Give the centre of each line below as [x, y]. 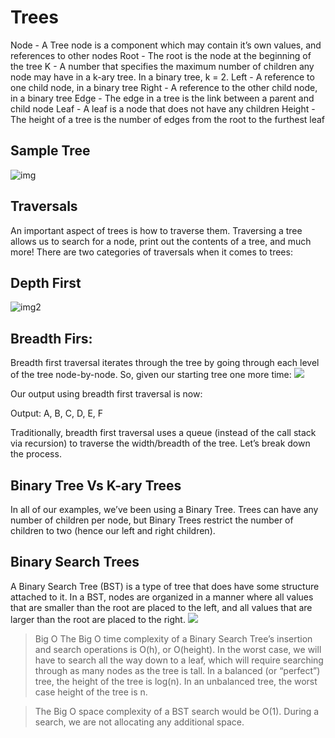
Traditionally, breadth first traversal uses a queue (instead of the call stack [163, 433]
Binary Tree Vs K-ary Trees [96, 485]
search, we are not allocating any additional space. [139, 722]
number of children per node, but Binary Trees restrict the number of [152, 520]
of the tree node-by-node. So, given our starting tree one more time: [151, 375]
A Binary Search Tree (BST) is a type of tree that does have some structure [165, 586]
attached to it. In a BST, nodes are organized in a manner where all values [162, 597]
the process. [36, 454]
